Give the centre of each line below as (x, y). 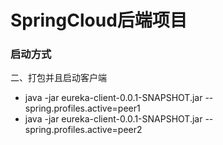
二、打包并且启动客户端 (58, 78)
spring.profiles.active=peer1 (82, 108)
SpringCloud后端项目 (99, 20)
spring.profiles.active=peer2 (83, 130)
